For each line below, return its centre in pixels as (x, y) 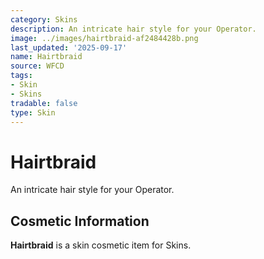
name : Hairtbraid (46, 57)
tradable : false (44, 103)
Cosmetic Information (80, 221)
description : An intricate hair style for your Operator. (133, 29)
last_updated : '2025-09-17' (69, 47)
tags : (21, 76)
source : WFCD (37, 66)
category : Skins (44, 19)
